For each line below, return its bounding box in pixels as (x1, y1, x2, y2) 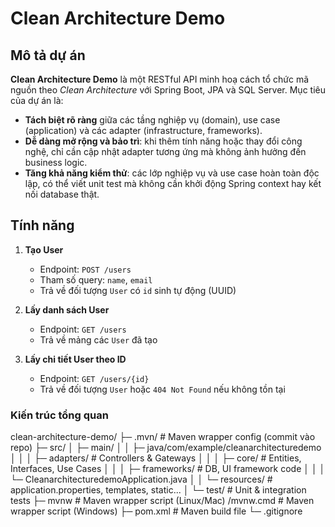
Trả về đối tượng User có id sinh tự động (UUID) (39, 284, 237, 296)
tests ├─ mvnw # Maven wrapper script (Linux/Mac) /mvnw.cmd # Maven (10, 495, 315, 507)
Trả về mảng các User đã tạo (39, 333, 158, 346)
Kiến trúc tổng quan (10, 408, 109, 422)
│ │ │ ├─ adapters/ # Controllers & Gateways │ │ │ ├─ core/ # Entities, (10, 452, 302, 464)
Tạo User (24, 243, 64, 256)
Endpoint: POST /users (39, 263, 132, 275)
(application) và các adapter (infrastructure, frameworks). (24, 125, 263, 136)
